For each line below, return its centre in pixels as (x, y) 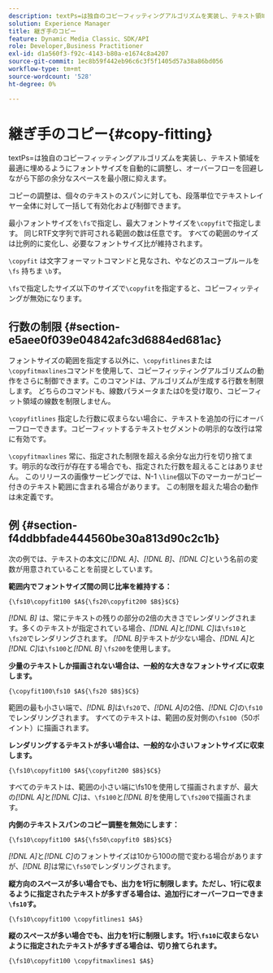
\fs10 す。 (24, 904)
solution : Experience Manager (60, 24)
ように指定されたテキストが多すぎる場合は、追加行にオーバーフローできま (139, 894)
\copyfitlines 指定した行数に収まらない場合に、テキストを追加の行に (126, 419)
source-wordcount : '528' (50, 77)
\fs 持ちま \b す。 (37, 271)
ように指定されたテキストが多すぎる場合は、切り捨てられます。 (115, 946)
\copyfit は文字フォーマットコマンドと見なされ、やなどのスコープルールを (134, 261)
